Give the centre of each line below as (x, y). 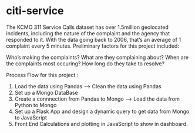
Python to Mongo (36, 105)
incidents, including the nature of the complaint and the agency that (88, 33)
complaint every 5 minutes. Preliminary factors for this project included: (93, 46)
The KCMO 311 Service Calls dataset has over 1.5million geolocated (87, 27)
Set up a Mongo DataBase (46, 92)
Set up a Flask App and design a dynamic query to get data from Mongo (102, 111)
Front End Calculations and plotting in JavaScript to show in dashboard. (101, 124)
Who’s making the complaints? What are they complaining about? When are (97, 57)
